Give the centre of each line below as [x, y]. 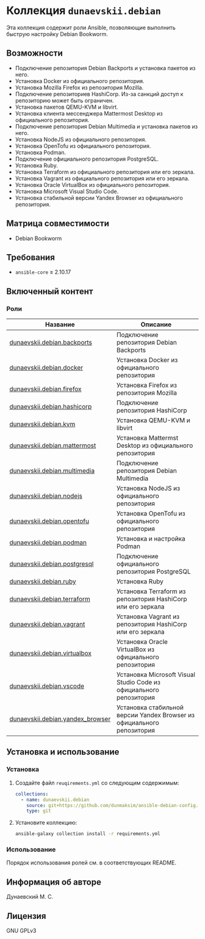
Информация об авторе [54, 882]
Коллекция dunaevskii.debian [84, 11]
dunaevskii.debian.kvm [42, 424]
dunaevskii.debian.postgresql [52, 564]
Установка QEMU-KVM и [153, 420]
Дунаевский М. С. [30, 897]
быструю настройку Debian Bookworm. [57, 34]
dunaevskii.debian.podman [48, 543]
